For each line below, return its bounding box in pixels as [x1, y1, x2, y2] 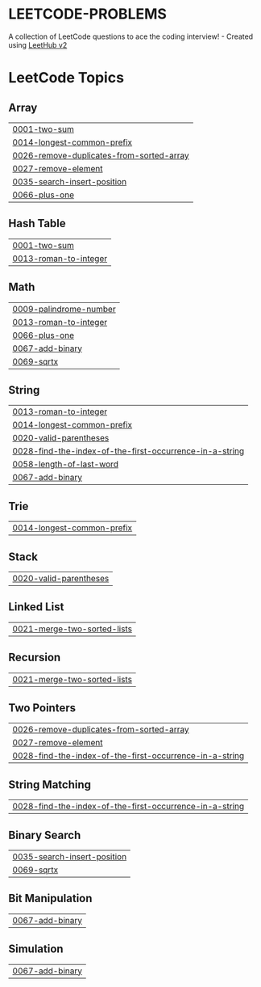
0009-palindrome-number [12, 303, 116, 314]
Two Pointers [8, 701, 77, 715]
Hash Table [8, 217, 66, 230]
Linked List [8, 600, 64, 614]
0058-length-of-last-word [12, 458, 119, 470]
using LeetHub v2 [8, 40, 68, 49]
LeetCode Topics [8, 69, 125, 87]
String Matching [8, 778, 91, 791]
